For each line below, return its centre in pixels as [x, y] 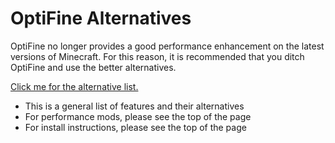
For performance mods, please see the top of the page [138, 116]
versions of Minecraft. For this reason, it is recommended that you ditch [157, 56]
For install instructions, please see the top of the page [135, 127]
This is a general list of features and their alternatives [134, 106]
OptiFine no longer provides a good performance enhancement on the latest [167, 46]
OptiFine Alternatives [101, 18]
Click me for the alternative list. [74, 86]
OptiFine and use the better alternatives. [93, 67]
